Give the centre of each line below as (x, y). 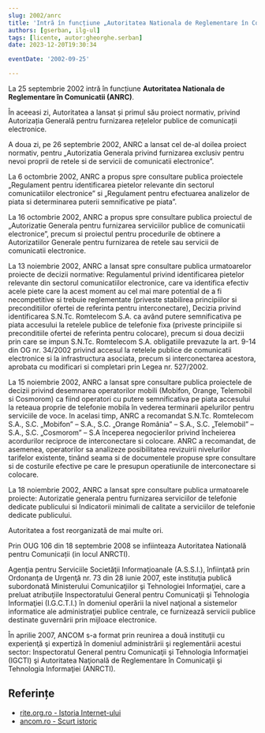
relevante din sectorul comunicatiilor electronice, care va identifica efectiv (129, 283)
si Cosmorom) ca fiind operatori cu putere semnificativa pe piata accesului (129, 399)
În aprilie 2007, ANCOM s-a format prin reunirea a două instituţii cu (116, 635)
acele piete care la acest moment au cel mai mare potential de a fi (115, 291)
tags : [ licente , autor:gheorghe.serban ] (76, 38)
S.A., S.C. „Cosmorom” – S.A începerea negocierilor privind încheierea (122, 433)
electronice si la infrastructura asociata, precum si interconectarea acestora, (132, 358)
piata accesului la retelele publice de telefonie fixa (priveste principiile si (125, 325)
